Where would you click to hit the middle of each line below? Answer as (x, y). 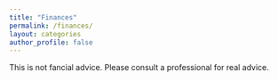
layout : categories (45, 34)
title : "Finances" (43, 17)
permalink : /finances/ (51, 26)
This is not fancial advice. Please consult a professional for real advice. (139, 68)
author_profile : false (51, 42)
